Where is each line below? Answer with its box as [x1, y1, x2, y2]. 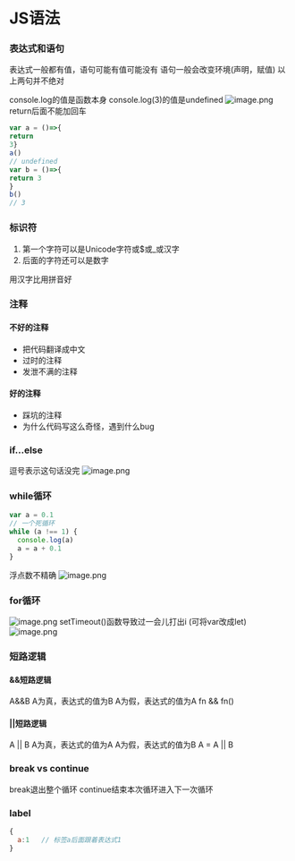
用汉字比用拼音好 [9, 274, 72, 285]
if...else [9, 444, 43, 456]
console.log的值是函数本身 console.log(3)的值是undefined [9, 95, 223, 106]
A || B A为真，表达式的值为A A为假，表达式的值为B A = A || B [9, 739, 234, 750]
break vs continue [9, 763, 89, 775]
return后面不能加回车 [9, 106, 87, 116]
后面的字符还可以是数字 [21, 254, 109, 265]
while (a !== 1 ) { [9, 527, 78, 537]
